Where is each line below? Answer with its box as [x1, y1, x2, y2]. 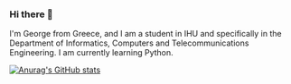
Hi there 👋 [9, 8, 54, 21]
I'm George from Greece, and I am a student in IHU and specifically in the [9, 29, 282, 39]
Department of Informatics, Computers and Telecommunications [9, 38, 249, 48]
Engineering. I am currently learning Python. [9, 47, 174, 58]
